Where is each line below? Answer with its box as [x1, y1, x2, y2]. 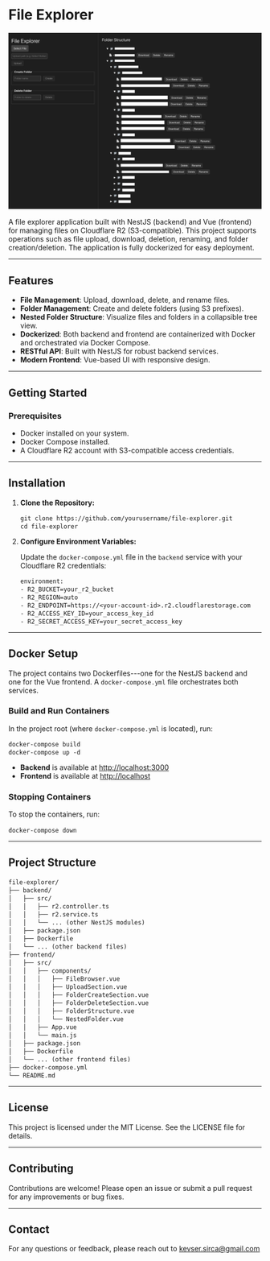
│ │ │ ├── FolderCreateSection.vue [8, 990, 149, 999]
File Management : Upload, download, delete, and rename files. [19, 296, 231, 305]
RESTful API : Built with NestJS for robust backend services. [19, 346, 219, 356]
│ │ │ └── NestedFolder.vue [8, 1015, 125, 1023]
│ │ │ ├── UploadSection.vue [8, 982, 128, 991]
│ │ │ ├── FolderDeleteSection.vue [8, 998, 149, 1007]
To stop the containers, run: [8, 809, 100, 819]
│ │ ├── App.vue [8, 1023, 78, 1032]
